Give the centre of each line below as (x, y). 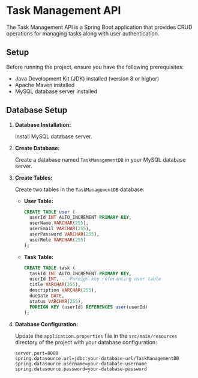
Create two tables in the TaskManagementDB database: (80, 189)
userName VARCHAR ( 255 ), (59, 223)
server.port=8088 (37, 353)
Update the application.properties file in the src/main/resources (96, 336)
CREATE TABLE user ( (49, 212)
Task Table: (39, 257)
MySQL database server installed (56, 91)
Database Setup (37, 110)
